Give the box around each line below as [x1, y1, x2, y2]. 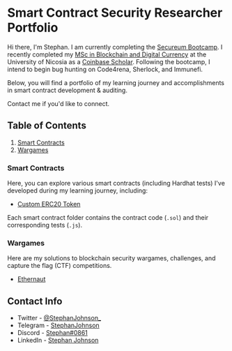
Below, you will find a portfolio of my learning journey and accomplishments [7, 78, 225, 87]
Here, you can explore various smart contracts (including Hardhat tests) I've [7, 179, 225, 188]
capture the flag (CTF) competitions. [7, 262, 112, 270]
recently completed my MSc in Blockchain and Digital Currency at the [7, 50, 207, 59]
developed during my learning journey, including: [7, 186, 148, 195]
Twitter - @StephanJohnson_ [17, 314, 102, 322]
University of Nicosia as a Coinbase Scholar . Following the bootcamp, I [7, 57, 210, 66]
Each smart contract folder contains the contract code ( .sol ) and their [7, 214, 209, 222]
